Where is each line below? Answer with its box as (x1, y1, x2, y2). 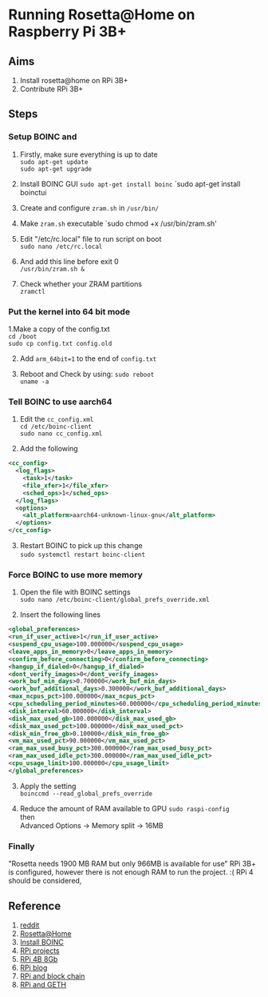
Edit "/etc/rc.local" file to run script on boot (19, 234, 162, 243)
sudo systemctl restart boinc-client (19, 551, 146, 559)
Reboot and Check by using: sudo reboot (19, 369, 155, 378)
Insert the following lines (19, 610, 101, 619)
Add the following (19, 444, 78, 454)
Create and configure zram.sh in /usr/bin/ (19, 202, 160, 213)
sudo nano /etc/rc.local (19, 242, 103, 250)
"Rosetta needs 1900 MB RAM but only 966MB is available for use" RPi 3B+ (8, 859, 257, 869)
